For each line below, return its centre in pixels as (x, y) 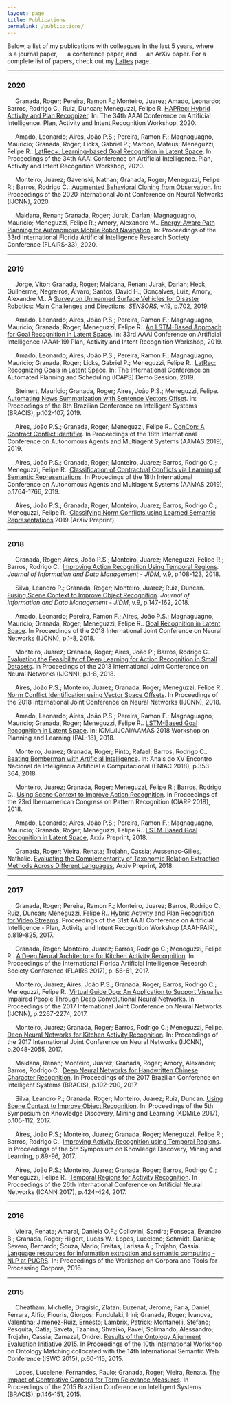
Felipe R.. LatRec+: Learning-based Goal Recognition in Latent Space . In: (110, 151)
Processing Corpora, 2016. (45, 1268)
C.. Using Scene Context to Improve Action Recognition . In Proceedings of (112, 795)
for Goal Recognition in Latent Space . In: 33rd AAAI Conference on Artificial (114, 334)
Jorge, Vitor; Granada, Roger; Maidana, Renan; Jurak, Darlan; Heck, (111, 284)
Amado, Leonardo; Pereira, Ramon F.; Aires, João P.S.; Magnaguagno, (114, 617)
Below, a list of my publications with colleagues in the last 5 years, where (111, 46)
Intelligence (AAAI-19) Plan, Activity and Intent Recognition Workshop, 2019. (115, 342)
